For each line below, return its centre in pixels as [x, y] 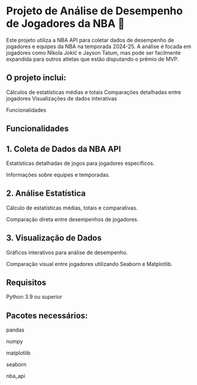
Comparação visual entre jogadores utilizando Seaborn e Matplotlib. [90, 264]
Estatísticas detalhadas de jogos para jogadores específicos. [80, 163]
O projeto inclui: [36, 78]
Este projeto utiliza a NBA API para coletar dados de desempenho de [90, 40]
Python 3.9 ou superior [34, 297]
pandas [15, 330]
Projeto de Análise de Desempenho [94, 11]
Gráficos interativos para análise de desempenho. [67, 252]
